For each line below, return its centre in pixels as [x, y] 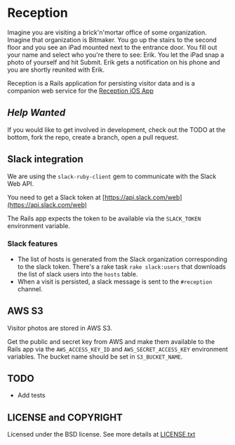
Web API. [21, 183]
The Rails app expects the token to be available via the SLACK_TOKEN [104, 218]
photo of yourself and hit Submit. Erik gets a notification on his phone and [114, 62]
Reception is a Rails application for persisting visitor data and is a [101, 83]
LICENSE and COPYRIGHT [65, 417]
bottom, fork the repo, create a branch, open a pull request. [93, 137]
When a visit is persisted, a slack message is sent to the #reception [115, 281]
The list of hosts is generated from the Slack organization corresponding [122, 259]
